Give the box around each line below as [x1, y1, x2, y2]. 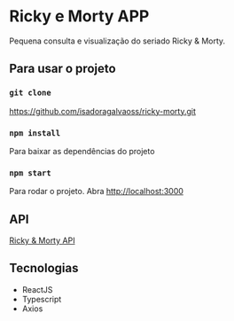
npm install [9, 128, 61, 138]
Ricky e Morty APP [9, 6, 150, 27]
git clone [9, 88, 51, 98]
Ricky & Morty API [9, 235, 75, 246]
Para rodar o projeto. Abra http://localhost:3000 [9, 186, 184, 197]
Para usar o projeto [9, 61, 117, 76]
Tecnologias [9, 261, 79, 276]
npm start [9, 168, 51, 178]
